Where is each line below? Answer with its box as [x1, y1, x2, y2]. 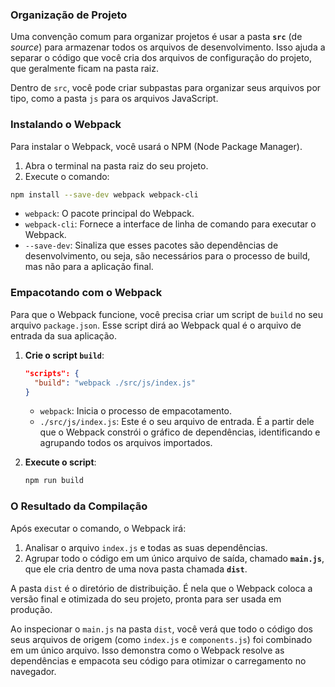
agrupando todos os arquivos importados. [39, 437, 213, 449]
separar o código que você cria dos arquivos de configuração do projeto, [10, 52, 313, 64]
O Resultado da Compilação [10, 499, 148, 513]
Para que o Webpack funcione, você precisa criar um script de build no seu [10, 308, 323, 320]
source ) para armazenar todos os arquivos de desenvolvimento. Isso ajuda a [10, 41, 326, 53]
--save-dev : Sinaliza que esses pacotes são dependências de [24, 239, 279, 252]
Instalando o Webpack [10, 118, 122, 132]
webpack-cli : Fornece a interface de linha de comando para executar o [24, 218, 317, 230]
